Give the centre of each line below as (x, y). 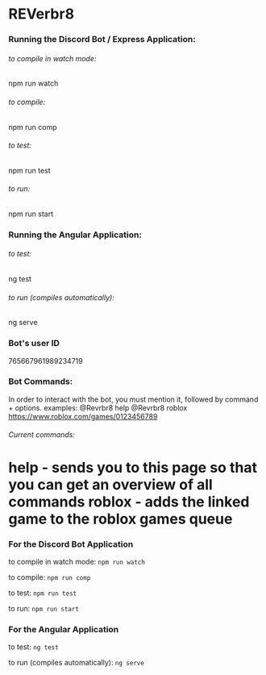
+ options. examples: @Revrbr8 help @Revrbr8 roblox (98, 407)
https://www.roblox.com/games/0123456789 (83, 416)
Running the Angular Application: (75, 235)
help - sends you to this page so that (133, 467)
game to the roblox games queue (121, 519)
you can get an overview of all (111, 484)
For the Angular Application (64, 629)
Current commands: (42, 435)
